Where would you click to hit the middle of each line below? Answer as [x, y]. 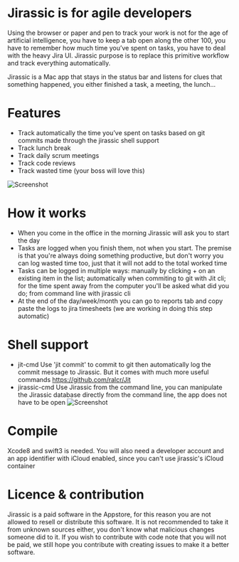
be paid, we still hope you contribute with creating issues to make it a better [118, 544]
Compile [33, 431]
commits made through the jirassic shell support [88, 140]
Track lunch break [44, 148]
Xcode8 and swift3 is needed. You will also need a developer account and [116, 450]
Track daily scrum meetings [58, 155]
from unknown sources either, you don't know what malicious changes [111, 529]
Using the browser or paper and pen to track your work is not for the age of [118, 33]
